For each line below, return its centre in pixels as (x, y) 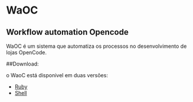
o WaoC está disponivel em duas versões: (57, 75)
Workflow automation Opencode (67, 32)
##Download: (23, 64)
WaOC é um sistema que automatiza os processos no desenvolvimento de (97, 46)
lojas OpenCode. (27, 52)
